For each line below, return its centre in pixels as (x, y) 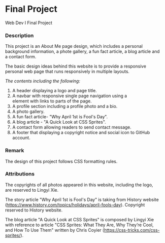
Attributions (20, 174)
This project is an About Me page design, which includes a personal (74, 46)
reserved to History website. (34, 210)
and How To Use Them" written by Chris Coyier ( (55, 230)
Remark (15, 150)
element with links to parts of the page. (52, 101)
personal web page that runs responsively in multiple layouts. (67, 71)
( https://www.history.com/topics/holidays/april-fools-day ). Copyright (75, 205)
